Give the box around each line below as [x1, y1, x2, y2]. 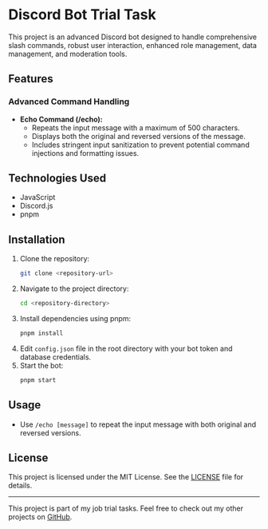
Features [8, 72, 53, 86]
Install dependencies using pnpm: [19, 314, 132, 323]
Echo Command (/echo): [19, 114, 104, 124]
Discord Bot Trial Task [8, 6, 157, 24]
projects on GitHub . [8, 512, 73, 522]
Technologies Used [8, 172, 106, 185]
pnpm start [19, 376, 57, 384]
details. [8, 481, 33, 491]
